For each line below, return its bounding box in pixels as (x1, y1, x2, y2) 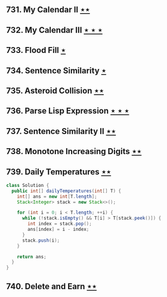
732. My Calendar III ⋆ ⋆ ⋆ (6, 25, 103, 35)
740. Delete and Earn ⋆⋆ (6, 281, 97, 291)
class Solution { (6, 182, 50, 188)
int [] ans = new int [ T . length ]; (17, 193, 97, 199)
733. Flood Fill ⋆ (6, 45, 66, 55)
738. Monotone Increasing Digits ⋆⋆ (6, 146, 142, 157)
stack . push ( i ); (21, 237, 60, 243)
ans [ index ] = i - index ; (27, 226, 89, 233)
